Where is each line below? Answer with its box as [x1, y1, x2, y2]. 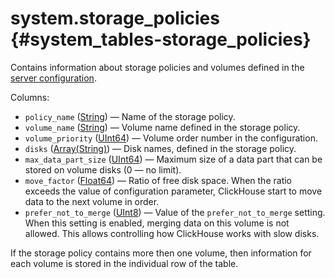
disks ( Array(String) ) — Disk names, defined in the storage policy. [24, 142, 297, 154]
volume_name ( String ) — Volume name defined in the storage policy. [24, 121, 301, 133]
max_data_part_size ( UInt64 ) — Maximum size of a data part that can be [24, 153, 323, 165]
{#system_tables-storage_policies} [10, 28, 312, 51]
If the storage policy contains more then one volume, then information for [10, 247, 312, 259]
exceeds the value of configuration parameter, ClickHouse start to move [24, 185, 323, 197]
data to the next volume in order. [24, 195, 160, 207]
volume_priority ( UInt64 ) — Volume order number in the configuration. [24, 132, 318, 144]
